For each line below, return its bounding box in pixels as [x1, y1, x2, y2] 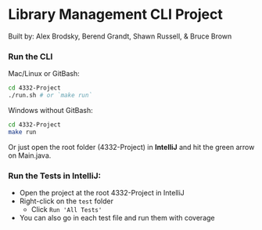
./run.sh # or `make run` [8, 92, 92, 100]
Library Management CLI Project [8, 5, 223, 24]
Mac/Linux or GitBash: [8, 69, 80, 78]
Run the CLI [8, 51, 53, 62]
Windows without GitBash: [8, 105, 93, 115]
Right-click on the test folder [19, 196, 113, 206]
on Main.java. [8, 151, 52, 160]
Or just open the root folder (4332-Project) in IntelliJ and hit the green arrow [8, 142, 255, 152]
